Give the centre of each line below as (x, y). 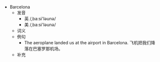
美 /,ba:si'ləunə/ (40, 25)
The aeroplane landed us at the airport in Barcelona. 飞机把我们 (88, 43)
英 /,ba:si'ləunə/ (40, 19)
